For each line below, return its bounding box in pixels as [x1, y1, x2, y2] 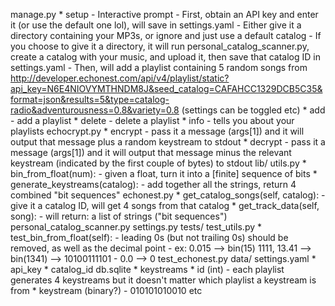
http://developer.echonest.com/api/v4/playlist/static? [10, 72, 230, 84]
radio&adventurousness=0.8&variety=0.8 [10, 104, 180, 116]
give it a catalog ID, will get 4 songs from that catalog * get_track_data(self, [10, 200, 320, 211]
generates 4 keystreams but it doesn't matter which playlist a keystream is [10, 274, 317, 286]
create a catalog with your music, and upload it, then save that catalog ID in [10, 51, 321, 63]
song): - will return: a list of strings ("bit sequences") [10, 210, 228, 222]
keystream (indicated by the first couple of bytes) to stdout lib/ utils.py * [10, 157, 307, 169]
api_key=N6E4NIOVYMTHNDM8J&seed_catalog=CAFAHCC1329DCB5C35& [10, 83, 323, 94]
